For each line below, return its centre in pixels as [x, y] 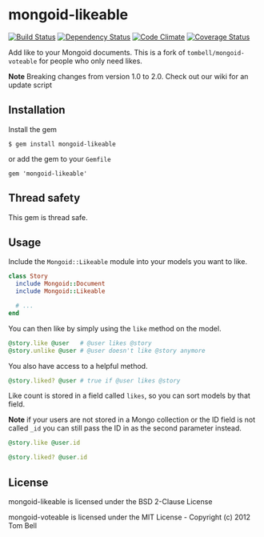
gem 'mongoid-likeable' [48, 174]
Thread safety [44, 198]
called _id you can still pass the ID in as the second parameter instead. [125, 428]
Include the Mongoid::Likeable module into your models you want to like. [128, 262]
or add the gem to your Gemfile [60, 158]
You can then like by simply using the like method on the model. [115, 328]
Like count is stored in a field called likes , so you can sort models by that [129, 396]
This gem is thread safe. [48, 217]
